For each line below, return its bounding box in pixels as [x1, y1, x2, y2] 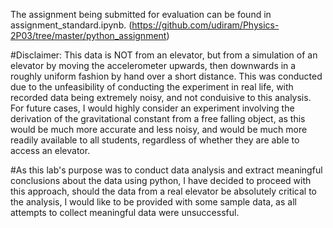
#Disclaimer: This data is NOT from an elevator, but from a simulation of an [10, 49, 318, 61]
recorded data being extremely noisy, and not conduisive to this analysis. [10, 92, 312, 103]
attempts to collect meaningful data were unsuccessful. [10, 207, 240, 218]
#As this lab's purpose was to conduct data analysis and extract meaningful [10, 164, 323, 176]
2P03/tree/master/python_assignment [10, 30, 167, 41]
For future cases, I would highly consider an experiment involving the [10, 102, 295, 114]
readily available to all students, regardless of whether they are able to [10, 134, 300, 146]
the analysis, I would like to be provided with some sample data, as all [10, 196, 297, 208]
